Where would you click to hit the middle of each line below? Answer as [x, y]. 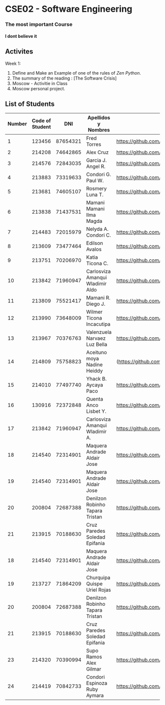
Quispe [95, 584]
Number [17, 124]
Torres [94, 144]
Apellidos [99, 118]
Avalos [94, 249]
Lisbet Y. [96, 411]
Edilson [95, 243]
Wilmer [95, 312]
